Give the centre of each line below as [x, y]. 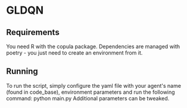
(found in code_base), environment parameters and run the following [91, 92]
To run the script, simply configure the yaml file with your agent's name [94, 85]
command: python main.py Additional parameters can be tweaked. [88, 98]
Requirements [33, 32]
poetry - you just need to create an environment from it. [74, 53]
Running [22, 72]
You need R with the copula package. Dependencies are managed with [93, 46]
